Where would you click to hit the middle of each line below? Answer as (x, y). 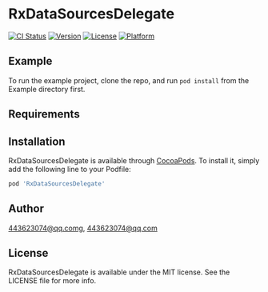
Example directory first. (47, 89)
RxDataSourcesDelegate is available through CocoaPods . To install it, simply (134, 160)
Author (26, 209)
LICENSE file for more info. (52, 281)
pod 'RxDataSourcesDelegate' (57, 184)
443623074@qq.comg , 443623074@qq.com (83, 228)
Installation (37, 141)
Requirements (44, 114)
